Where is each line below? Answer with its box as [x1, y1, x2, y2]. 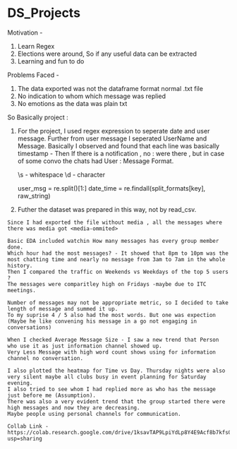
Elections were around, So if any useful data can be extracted [17, 49, 197, 58]
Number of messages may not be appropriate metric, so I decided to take [7, 299, 229, 306]
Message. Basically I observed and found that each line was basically [17, 141, 220, 150]
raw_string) [17, 191, 51, 200]
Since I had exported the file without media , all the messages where [7, 219, 222, 226]
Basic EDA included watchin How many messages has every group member [7, 237, 219, 244]
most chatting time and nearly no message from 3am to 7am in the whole [7, 256, 226, 263]
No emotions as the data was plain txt [17, 99, 128, 107]
